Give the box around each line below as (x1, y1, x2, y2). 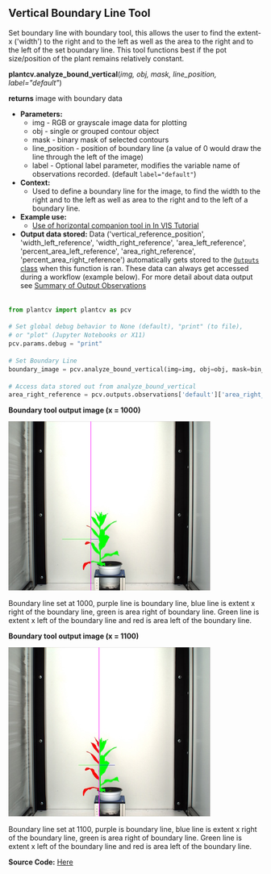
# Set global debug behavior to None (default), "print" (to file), (8, 323, 244, 331)
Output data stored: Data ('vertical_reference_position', (19, 229, 206, 239)
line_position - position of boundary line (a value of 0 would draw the (31, 143, 262, 153)
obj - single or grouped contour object (31, 126, 160, 136)
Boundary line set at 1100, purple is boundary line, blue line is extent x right (8, 825, 257, 834)
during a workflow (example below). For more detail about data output (19, 272, 253, 282)
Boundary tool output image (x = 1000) (8, 405, 141, 415)
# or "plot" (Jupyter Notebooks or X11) (8, 331, 147, 340)
